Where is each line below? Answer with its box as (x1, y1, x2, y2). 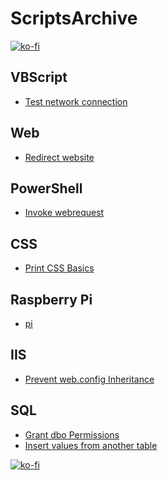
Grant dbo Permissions (24, 428, 120, 441)
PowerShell (10, 180, 83, 197)
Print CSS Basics (24, 262, 95, 274)
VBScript (10, 69, 68, 86)
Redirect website (24, 151, 95, 163)
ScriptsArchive (10, 7, 138, 30)
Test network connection (24, 95, 128, 107)
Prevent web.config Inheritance (24, 373, 155, 385)
